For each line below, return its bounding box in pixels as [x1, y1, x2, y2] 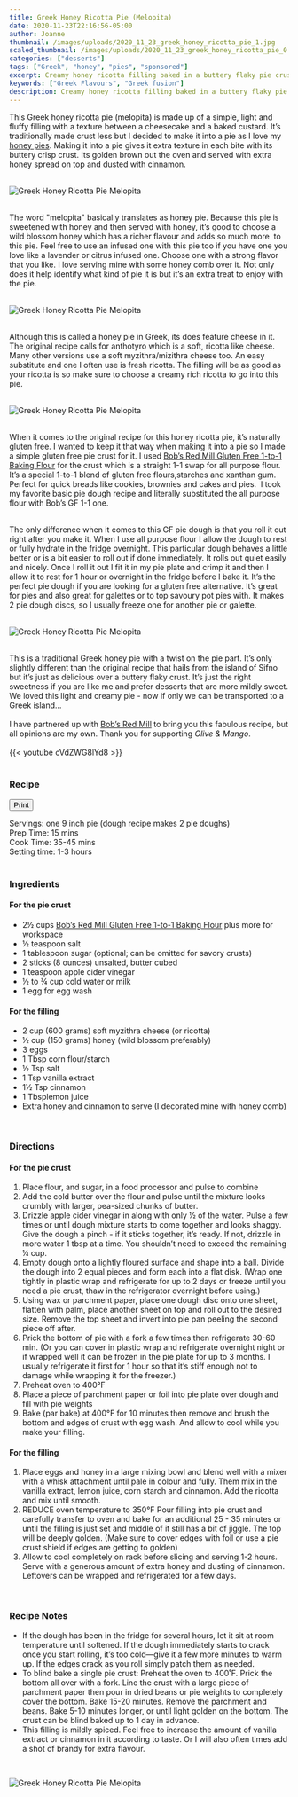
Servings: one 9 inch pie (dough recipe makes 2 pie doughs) [9, 818, 231, 828]
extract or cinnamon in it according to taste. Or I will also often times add [21, 1733, 288, 1744]
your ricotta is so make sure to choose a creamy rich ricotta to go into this [9, 369, 279, 380]
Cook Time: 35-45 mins [9, 836, 96, 847]
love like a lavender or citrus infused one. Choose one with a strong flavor [9, 249, 279, 260]
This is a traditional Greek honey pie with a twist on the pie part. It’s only [9, 653, 272, 663]
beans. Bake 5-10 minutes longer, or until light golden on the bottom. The [21, 1705, 289, 1716]
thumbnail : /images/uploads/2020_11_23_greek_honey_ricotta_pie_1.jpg [9, 37, 276, 47]
